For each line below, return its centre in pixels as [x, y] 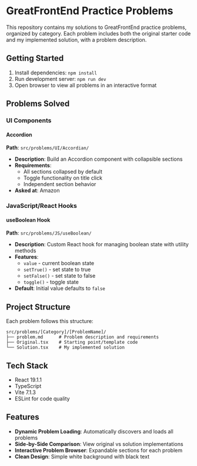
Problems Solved [38, 104]
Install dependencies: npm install [56, 73]
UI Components [29, 120]
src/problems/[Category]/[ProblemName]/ [56, 332]
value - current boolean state [59, 263]
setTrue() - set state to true [57, 269]
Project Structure [38, 307]
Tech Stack [27, 365]
